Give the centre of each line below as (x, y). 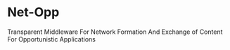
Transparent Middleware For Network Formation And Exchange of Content (115, 32)
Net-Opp (33, 12)
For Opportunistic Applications (52, 39)
